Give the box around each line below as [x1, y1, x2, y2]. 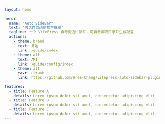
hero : [4, 16, 16, 21]
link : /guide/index [17, 48, 58, 53]
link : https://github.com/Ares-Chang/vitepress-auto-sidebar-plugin [17, 75, 162, 80]
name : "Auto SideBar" [9, 21, 54, 25]
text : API [17, 57, 38, 62]
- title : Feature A [9, 89, 49, 94]
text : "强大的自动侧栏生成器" [9, 25, 64, 30]
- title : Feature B [9, 98, 49, 103]
